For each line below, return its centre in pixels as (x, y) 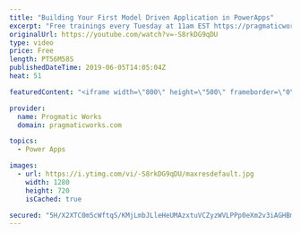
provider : (28, 108)
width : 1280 (47, 182)
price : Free (31, 51)
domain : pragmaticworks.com (70, 125)
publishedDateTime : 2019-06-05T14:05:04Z (88, 68)
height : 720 (47, 190)
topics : (24, 141)
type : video (31, 43)
